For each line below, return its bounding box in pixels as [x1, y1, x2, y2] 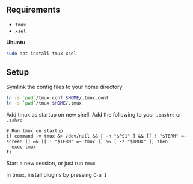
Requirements [6, 5, 60, 15]
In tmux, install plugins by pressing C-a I [6, 171, 107, 179]
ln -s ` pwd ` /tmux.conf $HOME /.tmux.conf [6, 94, 109, 101]
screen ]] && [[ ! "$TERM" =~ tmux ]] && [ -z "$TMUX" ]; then [6, 138, 168, 145]
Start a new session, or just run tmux [6, 159, 96, 167]
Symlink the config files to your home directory [6, 83, 123, 90]
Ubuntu [6, 38, 26, 46]
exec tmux [11, 144, 36, 150]
